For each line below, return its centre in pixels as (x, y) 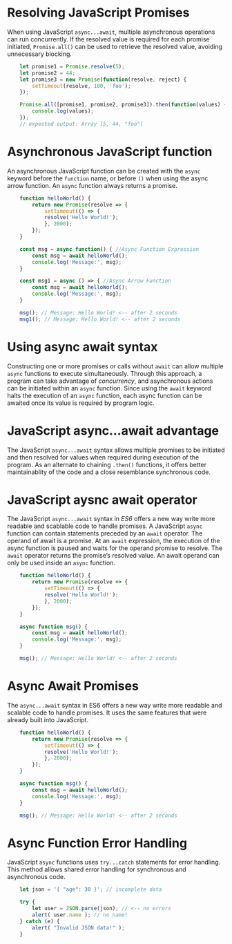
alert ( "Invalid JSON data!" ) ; (79, 927)
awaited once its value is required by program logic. (81, 403)
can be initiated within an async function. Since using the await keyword (109, 388)
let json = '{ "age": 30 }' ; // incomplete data (91, 889)
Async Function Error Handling (97, 843)
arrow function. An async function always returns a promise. (92, 185)
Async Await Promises (73, 686)
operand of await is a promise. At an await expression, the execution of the (114, 541)
